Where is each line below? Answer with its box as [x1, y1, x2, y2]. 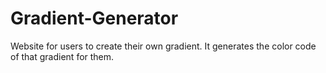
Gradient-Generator [10, 7, 179, 30]
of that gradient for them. [10, 50, 115, 62]
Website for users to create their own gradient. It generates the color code [10, 40, 317, 52]
